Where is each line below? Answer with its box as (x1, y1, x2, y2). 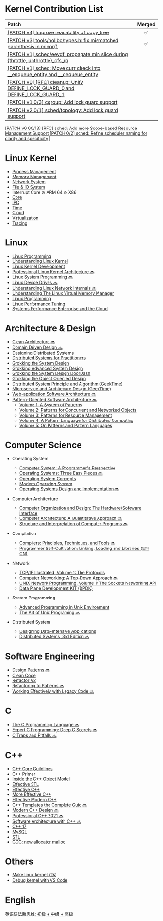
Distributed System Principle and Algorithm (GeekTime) (12, 381, 123, 387)
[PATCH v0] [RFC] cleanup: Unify (7, 79, 83, 85)
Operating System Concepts (19, 475, 76, 481)
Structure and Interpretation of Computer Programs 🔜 (19, 520, 128, 527)
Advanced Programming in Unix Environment (19, 604, 110, 610)
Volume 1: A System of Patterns (19, 402, 82, 408)
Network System (12, 178, 46, 185)
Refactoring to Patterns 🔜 (12, 682, 64, 688)
